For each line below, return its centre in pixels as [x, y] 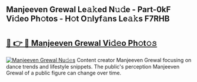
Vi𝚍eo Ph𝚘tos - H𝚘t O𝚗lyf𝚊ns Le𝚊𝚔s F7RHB [88, 19]
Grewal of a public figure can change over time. [64, 73]
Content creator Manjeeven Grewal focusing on [134, 60]
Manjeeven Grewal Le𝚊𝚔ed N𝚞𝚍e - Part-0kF [89, 10]
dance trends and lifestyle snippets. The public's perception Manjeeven [93, 66]
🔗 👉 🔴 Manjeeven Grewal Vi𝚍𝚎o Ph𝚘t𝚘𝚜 [82, 43]
